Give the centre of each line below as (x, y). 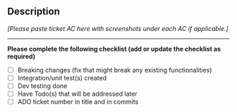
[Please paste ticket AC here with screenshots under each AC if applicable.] (118, 28)
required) (22, 56)
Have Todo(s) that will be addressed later (77, 94)
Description (34, 12)
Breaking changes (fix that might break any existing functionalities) (115, 70)
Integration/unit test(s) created (62, 77)
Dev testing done (42, 86)
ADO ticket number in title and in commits (78, 102)
